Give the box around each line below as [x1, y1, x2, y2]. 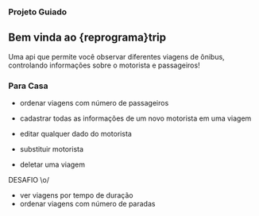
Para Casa [8, 80, 48, 91]
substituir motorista [19, 145, 84, 154]
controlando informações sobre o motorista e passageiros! [8, 60, 200, 70]
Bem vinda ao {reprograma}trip [8, 31, 167, 44]
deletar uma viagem [19, 160, 86, 169]
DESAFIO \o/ [8, 175, 50, 185]
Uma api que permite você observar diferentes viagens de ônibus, [8, 52, 225, 61]
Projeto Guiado [8, 6, 68, 17]
